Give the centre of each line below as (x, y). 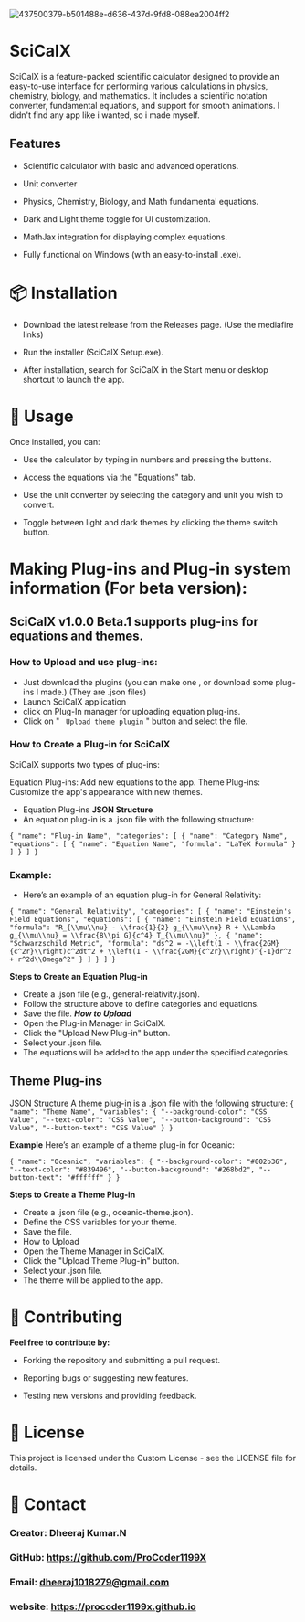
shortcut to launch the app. (74, 379)
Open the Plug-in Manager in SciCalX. (94, 1023)
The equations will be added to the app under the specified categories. (156, 1053)
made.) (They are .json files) (94, 692)
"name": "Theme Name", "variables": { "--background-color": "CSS (138, 1112)
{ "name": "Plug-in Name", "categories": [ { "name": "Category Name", (148, 836)
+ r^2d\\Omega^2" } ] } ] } (63, 959)
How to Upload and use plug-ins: (84, 663)
